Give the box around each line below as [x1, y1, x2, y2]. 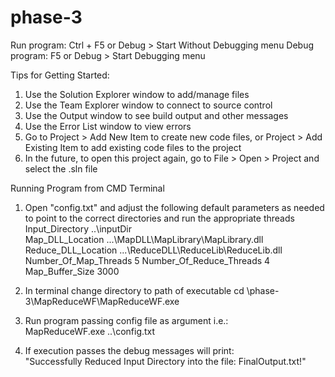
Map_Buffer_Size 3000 [24, 265, 120, 277]
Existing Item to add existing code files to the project [24, 141, 242, 153]
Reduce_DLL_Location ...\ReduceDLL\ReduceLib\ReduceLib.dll [24, 244, 283, 256]
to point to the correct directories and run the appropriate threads [24, 212, 295, 224]
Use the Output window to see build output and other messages [24, 109, 289, 121]
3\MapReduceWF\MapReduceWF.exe [24, 295, 180, 307]
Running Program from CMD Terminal [10, 182, 165, 194]
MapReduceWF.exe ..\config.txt [24, 325, 156, 337]
